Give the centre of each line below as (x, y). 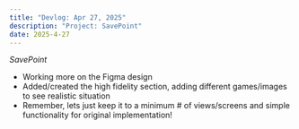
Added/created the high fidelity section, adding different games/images (154, 87)
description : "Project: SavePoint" (76, 26)
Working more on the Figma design (87, 77)
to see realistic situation (66, 96)
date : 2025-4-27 (40, 34)
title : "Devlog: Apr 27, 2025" (68, 17)
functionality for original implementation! (97, 115)
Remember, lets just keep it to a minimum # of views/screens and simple (156, 106)
